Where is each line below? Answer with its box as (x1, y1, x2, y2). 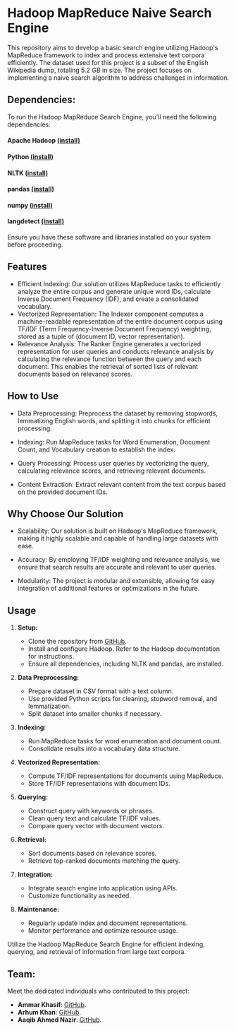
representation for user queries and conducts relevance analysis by (17, 347, 214, 355)
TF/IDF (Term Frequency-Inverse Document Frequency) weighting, (17, 324, 211, 333)
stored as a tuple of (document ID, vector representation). (17, 332, 185, 341)
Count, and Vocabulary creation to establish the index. (17, 445, 176, 454)
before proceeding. (7, 240, 63, 249)
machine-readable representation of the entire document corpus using (17, 317, 223, 326)
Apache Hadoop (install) (7, 136, 80, 145)
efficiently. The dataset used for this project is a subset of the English (7, 58, 209, 66)
